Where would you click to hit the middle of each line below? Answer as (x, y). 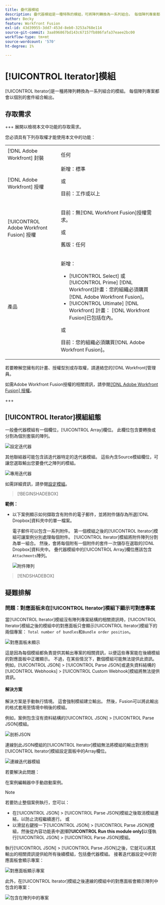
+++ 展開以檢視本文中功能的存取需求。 (44, 127)
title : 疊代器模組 (22, 10)
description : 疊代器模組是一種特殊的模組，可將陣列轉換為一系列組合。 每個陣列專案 (81, 14)
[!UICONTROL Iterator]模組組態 (53, 417)
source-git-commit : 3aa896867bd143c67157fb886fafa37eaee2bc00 (70, 32)
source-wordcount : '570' (30, 42)
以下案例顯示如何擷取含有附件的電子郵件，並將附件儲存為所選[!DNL (80, 514)
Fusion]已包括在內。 (93, 318)
